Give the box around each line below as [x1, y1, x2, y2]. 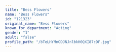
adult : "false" [5, 35, 37, 40]
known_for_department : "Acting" [5, 26, 72, 31]
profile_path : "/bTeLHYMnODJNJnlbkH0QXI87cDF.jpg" [5, 40, 112, 45]
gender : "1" [5, 30, 30, 35]
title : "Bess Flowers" [5, 7, 52, 12]
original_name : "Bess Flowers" [5, 21, 70, 26]
